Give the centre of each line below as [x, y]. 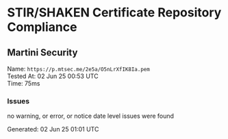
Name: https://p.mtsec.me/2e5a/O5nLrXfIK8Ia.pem [79, 69]
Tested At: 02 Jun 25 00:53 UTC [53, 76]
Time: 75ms [24, 83]
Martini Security [42, 52]
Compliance [42, 27]
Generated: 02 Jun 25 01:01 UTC [53, 129]
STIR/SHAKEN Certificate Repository [114, 13]
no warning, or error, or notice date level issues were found [91, 116]
